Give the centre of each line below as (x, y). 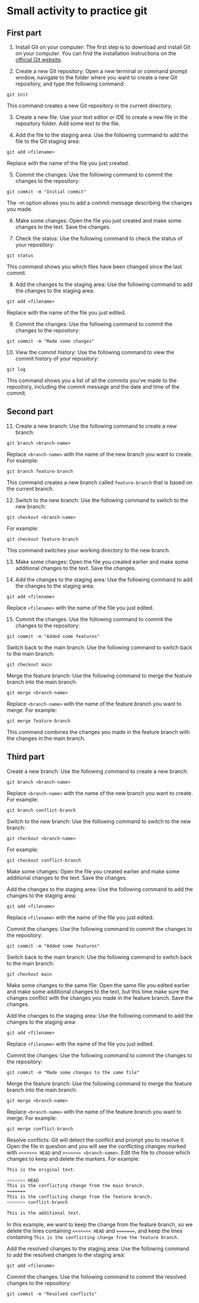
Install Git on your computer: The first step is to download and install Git (103, 47)
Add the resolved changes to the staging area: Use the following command (98, 1248)
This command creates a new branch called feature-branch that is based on (100, 482)
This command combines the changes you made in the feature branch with (98, 732)
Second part (30, 411)
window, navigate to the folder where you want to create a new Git (96, 77)
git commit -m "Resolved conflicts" (52, 1294)
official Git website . (39, 60)
